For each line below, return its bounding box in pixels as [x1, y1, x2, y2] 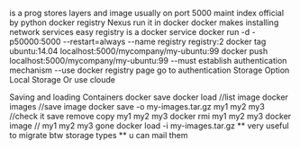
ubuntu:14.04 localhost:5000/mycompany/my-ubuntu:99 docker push [9, 46, 268, 57]
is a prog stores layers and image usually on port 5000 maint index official [9, 8, 285, 18]
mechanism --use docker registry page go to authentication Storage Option [9, 65, 290, 75]
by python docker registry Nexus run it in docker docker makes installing [9, 17, 279, 28]
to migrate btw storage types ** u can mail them [9, 130, 188, 140]
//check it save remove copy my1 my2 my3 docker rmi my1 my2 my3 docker [9, 111, 292, 121]
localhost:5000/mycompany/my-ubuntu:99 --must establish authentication [9, 56, 287, 66]
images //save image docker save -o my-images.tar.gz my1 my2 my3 [9, 101, 266, 111]
